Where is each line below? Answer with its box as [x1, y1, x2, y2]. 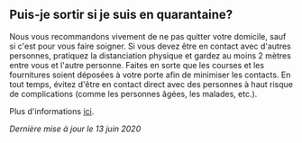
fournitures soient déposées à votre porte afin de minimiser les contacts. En [9, 69, 291, 80]
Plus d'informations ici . [9, 105, 95, 116]
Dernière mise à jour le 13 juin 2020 [9, 123, 142, 134]
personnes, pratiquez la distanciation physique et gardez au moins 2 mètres [9, 49, 291, 61]
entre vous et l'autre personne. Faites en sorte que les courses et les [9, 59, 264, 70]
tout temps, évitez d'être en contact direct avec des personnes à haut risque [9, 78, 294, 89]
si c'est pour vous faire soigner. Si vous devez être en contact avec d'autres [9, 40, 291, 51]
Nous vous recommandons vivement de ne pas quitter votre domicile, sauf [9, 31, 287, 41]
